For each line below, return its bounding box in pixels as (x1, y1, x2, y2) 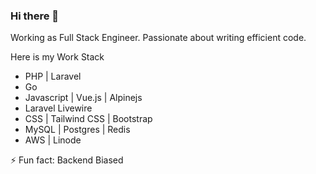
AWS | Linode (24, 134, 82, 146)
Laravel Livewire (24, 102, 93, 114)
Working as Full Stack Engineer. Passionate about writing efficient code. (10, 32, 307, 44)
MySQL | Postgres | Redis (24, 124, 131, 136)
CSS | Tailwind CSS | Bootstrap (24, 113, 153, 125)
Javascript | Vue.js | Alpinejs (24, 92, 143, 104)
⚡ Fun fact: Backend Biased (10, 154, 124, 166)
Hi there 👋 (10, 9, 60, 23)
